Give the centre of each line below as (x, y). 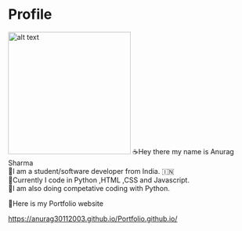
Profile (30, 14)
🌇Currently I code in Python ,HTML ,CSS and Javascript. (99, 180)
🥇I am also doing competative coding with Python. (89, 188)
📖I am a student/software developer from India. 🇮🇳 (91, 171)
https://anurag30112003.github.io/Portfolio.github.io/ (93, 218)
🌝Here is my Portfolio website (56, 203)
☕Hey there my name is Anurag (183, 151)
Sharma (21, 163)
